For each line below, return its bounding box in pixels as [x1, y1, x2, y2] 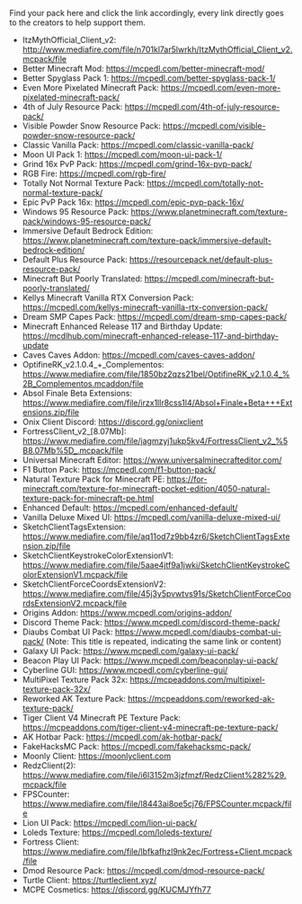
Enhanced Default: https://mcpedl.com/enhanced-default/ [22, 502, 238, 513]
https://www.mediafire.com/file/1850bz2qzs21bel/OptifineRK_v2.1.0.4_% [22, 368, 290, 379]
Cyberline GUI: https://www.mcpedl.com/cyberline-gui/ [22, 665, 228, 675]
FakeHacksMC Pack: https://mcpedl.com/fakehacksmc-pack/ [22, 741, 252, 751]
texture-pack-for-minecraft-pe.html [22, 493, 155, 503]
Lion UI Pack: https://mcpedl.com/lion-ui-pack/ [22, 818, 198, 828]
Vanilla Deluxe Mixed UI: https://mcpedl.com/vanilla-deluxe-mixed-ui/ [22, 512, 281, 522]
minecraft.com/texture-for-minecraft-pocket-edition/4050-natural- [22, 483, 271, 493]
